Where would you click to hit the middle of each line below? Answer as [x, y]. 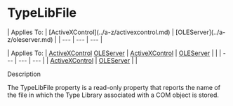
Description [24, 74]
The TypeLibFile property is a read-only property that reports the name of [114, 87]
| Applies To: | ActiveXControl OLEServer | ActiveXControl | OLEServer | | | [114, 53]
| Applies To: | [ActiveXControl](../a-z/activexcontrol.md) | [91, 32]
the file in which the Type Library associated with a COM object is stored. [113, 95]
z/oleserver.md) [30, 39]
